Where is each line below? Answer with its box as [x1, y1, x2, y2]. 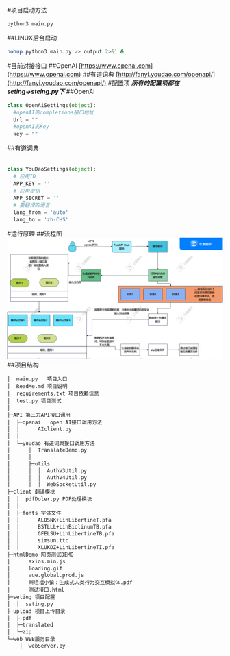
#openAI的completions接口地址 [13, 109, 94, 116]
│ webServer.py [19, 642, 66, 649]
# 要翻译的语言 [13, 202, 50, 209]
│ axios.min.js [7, 558, 66, 565]
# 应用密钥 [13, 187, 40, 194]
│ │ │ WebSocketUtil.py [7, 481, 97, 488]
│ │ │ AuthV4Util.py [7, 474, 88, 481]
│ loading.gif [7, 565, 63, 572]
